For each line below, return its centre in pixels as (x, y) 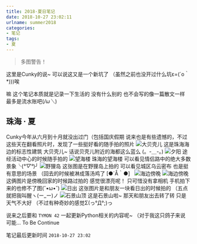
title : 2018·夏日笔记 (31, 11)
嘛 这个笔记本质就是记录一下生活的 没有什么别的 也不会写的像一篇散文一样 (96, 94)
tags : (13, 39)
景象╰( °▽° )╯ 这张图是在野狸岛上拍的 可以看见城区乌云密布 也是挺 (97, 166)
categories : (21, 28)
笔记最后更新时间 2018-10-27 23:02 (48, 235)
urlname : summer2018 (31, 22)
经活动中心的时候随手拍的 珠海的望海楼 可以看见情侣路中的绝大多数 (98, 158)
